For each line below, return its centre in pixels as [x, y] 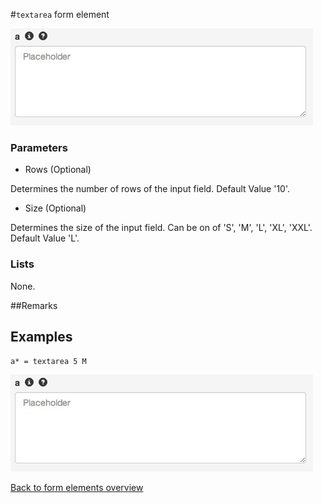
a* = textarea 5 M [48, 362]
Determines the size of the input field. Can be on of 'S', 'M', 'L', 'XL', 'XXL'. [161, 228]
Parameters [39, 147]
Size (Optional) [55, 208]
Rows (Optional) [58, 170]
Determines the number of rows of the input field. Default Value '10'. [150, 189]
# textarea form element [60, 14]
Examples [41, 336]
